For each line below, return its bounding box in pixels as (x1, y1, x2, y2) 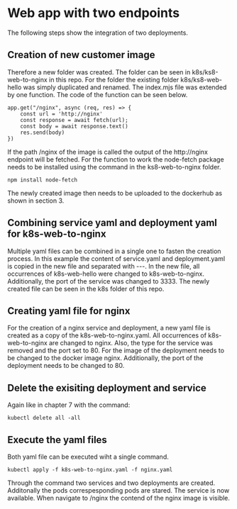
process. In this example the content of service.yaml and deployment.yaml (7, 254, 226, 263)
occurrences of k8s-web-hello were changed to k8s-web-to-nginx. (7, 269, 204, 278)
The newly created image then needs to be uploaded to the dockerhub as (7, 189, 222, 197)
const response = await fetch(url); (20, 116, 129, 123)
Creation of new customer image (7, 49, 155, 61)
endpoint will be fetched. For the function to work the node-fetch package (7, 155, 225, 164)
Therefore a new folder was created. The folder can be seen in (7, 67, 191, 76)
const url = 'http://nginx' (20, 110, 103, 118)
